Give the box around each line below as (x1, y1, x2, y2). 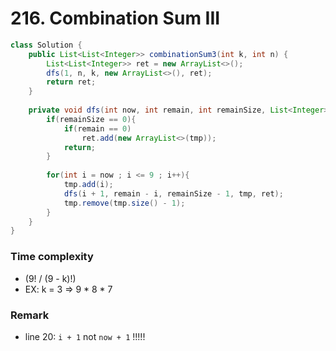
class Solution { (10, 40, 83, 50)
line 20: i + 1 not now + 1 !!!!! (24, 330, 146, 342)
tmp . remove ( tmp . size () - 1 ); (63, 198, 186, 208)
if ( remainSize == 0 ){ (46, 114, 137, 124)
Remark (10, 308, 50, 322)
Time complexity (10, 250, 94, 264)
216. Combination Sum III (10, 7, 221, 30)
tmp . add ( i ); (63, 180, 114, 190)
